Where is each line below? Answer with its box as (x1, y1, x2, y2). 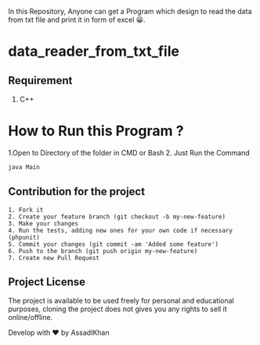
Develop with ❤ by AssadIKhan (8, 328, 110, 337)
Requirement (8, 74, 73, 87)
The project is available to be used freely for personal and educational (8, 296, 234, 306)
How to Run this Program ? (8, 122, 184, 140)
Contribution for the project (8, 185, 146, 199)
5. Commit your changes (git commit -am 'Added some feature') (8, 240, 219, 248)
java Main (8, 163, 41, 171)
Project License (8, 275, 86, 289)
